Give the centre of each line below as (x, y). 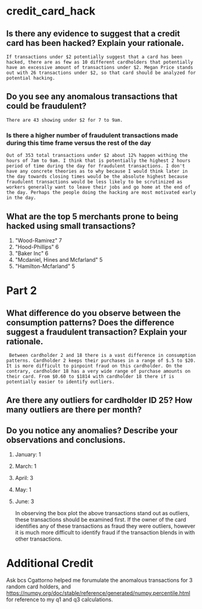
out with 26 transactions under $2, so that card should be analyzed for (101, 73)
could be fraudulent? (46, 106)
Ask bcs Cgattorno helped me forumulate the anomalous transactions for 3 (99, 581)
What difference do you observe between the (94, 313)
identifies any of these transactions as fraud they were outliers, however (105, 526)
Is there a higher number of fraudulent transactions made (92, 135)
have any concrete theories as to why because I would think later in (97, 171)
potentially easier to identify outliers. (60, 382)
